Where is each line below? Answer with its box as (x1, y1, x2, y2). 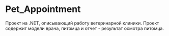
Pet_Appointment (5, 3, 81, 15)
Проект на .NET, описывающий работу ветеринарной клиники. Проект (5, 20, 159, 26)
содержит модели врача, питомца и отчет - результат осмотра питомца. (5, 25, 164, 31)
